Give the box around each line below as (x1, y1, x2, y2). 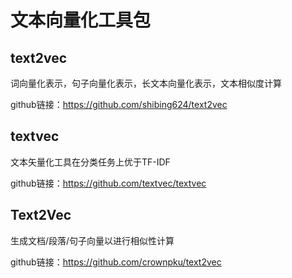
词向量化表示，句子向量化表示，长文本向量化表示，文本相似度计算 (10, 77, 282, 89)
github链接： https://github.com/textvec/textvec (10, 177, 207, 189)
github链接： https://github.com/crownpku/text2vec (10, 256, 222, 268)
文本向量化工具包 (10, 9, 152, 32)
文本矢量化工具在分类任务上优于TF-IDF (10, 156, 171, 168)
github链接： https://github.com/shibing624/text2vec (10, 99, 228, 110)
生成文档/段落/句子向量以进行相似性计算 (10, 234, 175, 246)
